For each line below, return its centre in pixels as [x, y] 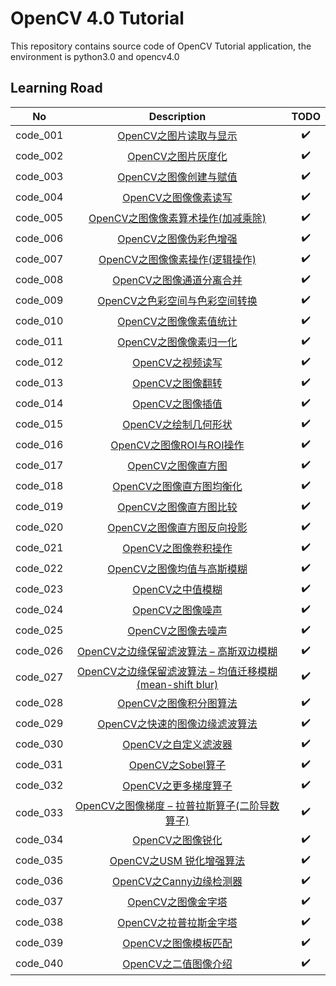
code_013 [39, 383]
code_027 [39, 677]
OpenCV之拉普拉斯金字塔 [177, 923]
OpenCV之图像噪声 [177, 610]
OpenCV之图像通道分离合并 [177, 280]
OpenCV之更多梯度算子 [177, 786]
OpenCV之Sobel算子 [177, 765]
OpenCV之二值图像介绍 [177, 964]
